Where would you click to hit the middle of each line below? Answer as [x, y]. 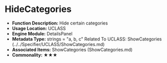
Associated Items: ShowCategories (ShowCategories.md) [72, 49]
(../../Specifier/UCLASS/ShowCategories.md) [58, 44]
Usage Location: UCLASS [39, 28]
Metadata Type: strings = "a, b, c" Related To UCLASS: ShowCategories [87, 39]
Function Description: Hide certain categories [60, 23]
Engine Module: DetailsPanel [42, 33]
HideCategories [38, 9]
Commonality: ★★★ [35, 55]
